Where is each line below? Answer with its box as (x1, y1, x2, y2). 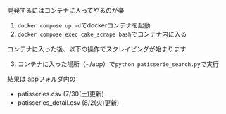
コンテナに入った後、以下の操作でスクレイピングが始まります (7, 45, 187, 53)
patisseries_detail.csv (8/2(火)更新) (17, 99, 120, 107)
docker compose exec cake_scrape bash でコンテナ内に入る (17, 30, 187, 38)
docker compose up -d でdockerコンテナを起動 (17, 21, 151, 30)
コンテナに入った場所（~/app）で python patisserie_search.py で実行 (17, 60, 220, 68)
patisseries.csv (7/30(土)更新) (17, 90, 104, 98)
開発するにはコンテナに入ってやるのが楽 (7, 6, 125, 14)
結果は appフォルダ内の (7, 75, 76, 83)
